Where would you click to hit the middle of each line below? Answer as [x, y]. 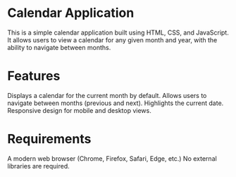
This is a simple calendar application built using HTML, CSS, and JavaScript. [118, 32]
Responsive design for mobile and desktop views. [79, 110]
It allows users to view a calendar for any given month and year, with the [112, 39]
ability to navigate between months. [59, 47]
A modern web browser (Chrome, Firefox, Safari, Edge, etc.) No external [112, 158]
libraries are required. [39, 166]
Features [34, 76]
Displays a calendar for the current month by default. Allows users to [107, 95]
